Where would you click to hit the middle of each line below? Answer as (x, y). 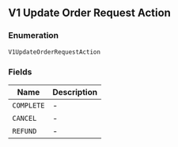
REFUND (25, 131)
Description (75, 92)
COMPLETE (28, 105)
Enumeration (34, 36)
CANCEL (25, 118)
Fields (20, 72)
